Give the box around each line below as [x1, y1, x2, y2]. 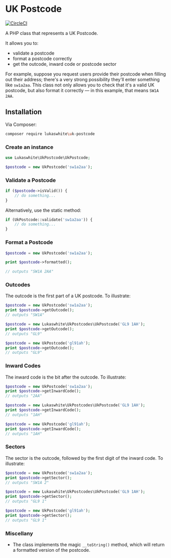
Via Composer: [5, 121, 37, 128]
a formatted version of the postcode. [12, 547, 91, 553]
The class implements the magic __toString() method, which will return [12, 541, 165, 548]
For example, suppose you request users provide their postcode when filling [5, 70, 166, 77]
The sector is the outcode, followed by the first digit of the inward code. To [5, 455, 163, 461]
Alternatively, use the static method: [5, 207, 81, 213]
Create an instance [5, 143, 54, 151]
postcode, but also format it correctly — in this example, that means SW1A [5, 87, 159, 93]
